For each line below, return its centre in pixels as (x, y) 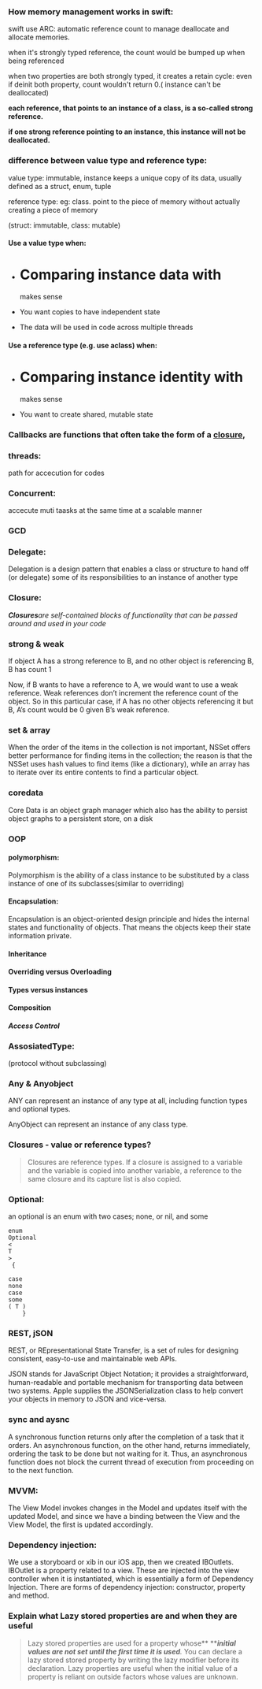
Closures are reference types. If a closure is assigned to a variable (135, 1162)
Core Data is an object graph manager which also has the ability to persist (128, 810)
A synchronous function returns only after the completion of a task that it (126, 1437)
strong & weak (36, 644)
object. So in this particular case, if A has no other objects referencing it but (131, 701)
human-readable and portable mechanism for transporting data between (126, 1383)
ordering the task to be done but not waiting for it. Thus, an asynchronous (128, 1453)
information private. (40, 935)
